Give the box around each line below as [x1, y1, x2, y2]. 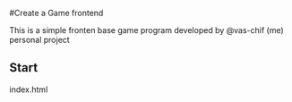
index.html [9, 84, 48, 95]
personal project [9, 35, 70, 45]
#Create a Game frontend [9, 8, 104, 18]
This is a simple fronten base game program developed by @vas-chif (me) [9, 25, 284, 35]
